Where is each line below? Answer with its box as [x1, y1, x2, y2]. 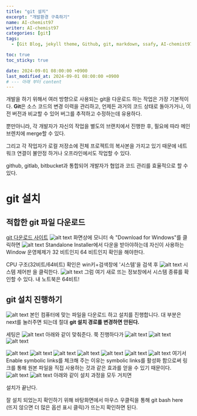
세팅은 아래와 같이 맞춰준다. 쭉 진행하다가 [6, 331, 124, 338]
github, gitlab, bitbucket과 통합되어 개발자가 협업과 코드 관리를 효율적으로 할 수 [6, 162, 189, 169]
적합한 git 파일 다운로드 [6, 217, 86, 227]
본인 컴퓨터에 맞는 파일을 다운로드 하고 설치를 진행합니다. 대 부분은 [29, 311, 182, 318]
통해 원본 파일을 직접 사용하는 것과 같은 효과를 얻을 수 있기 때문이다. [16, 364, 172, 371]
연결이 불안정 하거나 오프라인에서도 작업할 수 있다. [16, 150, 131, 157]
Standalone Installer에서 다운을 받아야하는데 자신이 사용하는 [45, 241, 185, 248]
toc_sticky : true [6, 57, 49, 63]
